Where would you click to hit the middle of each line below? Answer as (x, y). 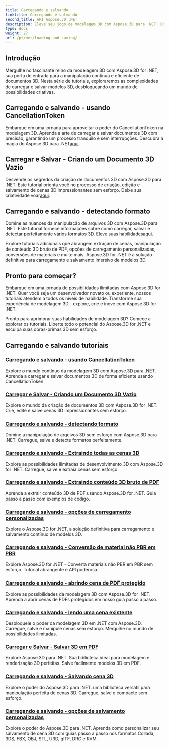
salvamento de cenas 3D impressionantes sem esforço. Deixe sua (73, 190)
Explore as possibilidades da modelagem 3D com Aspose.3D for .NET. (78, 594)
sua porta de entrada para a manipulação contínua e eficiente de (72, 75)
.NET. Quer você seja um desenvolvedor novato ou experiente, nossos (78, 293)
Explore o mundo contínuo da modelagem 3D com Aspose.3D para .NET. (81, 371)
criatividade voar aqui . (28, 195)
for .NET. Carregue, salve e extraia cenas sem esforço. (62, 469)
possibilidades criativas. (30, 92)
